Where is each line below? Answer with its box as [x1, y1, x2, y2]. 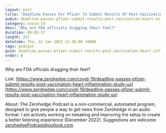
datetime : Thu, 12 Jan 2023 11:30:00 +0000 [5, 39, 96, 44]
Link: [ [5, 76, 18, 82]
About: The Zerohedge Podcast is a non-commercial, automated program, [5, 101, 156, 107]
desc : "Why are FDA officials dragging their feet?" [5, 26, 116, 31]
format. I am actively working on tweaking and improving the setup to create [5, 112, 161, 118]
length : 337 [5, 35, 30, 40]
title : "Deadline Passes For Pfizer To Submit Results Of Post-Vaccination [5, 12, 165, 17]
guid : [5, 48, 16, 53]
